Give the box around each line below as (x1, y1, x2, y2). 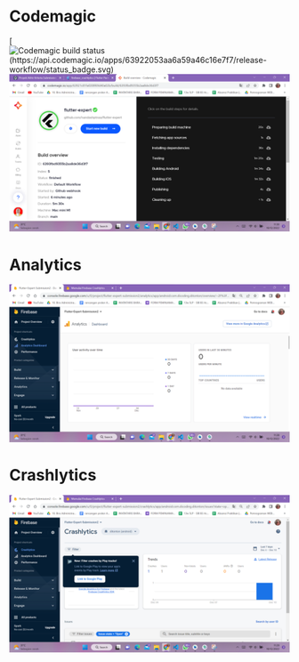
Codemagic (9, 6, 96, 27)
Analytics (9, 254, 82, 275)
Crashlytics (9, 465, 97, 486)
